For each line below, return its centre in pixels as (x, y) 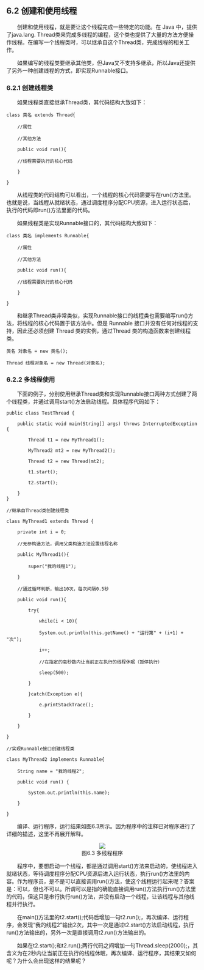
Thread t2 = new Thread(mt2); (66, 461)
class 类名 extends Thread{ (41, 115)
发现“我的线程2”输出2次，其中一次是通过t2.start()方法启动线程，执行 (108, 925)
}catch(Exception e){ (56, 694)
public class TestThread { (40, 413)
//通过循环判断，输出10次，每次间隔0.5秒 (63, 589)
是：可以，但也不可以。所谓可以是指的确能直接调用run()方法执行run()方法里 (101, 889)
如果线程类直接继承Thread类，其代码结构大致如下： (82, 102)
